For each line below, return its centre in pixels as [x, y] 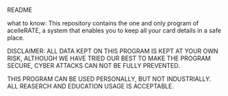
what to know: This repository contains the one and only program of [103, 23]
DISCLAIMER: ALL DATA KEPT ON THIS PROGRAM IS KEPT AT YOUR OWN [113, 51]
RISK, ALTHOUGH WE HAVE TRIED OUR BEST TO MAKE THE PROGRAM [109, 58]
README [20, 10]
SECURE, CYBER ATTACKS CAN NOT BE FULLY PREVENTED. [93, 65]
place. [16, 38]
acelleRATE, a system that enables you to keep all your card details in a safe [114, 31]
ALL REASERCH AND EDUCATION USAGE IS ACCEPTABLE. [91, 86]
